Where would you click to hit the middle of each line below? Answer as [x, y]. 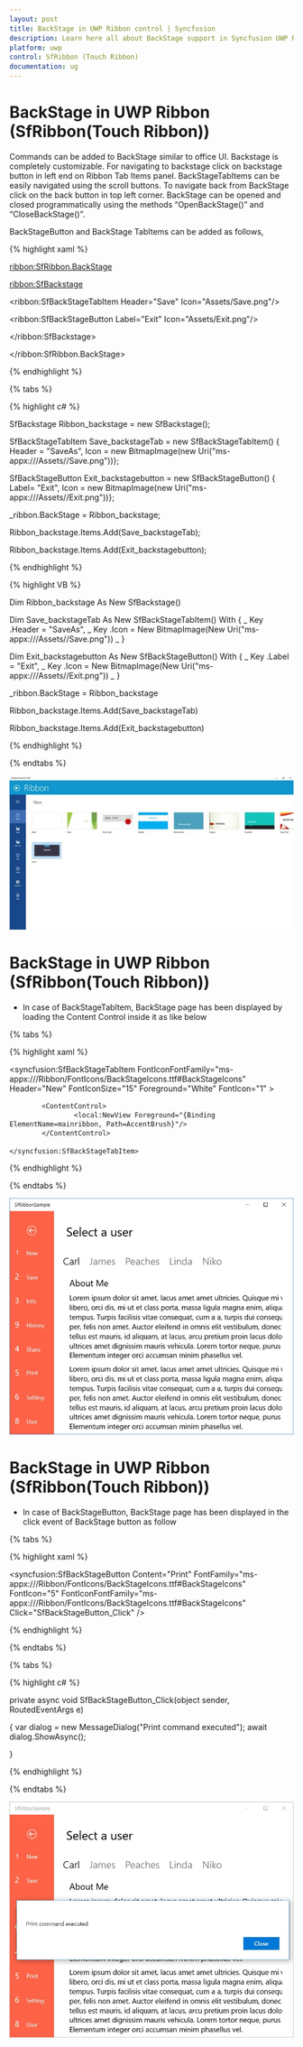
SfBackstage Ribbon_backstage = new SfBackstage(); [110, 423]
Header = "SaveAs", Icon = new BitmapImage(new [103, 450]
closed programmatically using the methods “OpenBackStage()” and [137, 204]
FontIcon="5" [34, 1593]
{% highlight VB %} [45, 584]
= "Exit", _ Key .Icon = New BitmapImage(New [94, 666]
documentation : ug [44, 67]
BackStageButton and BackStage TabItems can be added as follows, [137, 231]
